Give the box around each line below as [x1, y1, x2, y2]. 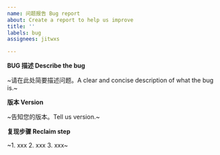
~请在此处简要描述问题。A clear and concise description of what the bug [7, 76, 214, 85]
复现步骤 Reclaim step [7, 127, 71, 136]
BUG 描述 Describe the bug [7, 61, 86, 70]
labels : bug [7, 29, 41, 37]
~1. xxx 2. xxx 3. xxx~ [7, 141, 69, 149]
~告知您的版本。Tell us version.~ [7, 113, 100, 121]
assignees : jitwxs [7, 36, 60, 43]
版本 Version [7, 98, 43, 107]
